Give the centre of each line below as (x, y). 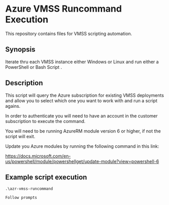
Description (24, 83)
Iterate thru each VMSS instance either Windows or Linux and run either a (82, 62)
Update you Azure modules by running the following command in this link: (82, 146)
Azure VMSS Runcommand (64, 9)
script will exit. (20, 136)
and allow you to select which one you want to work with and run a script (81, 100)
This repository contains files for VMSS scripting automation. (69, 33)
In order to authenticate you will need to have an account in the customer (81, 116)
